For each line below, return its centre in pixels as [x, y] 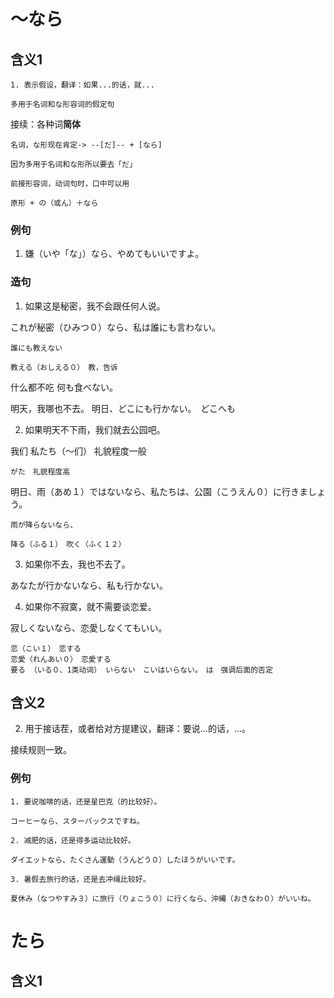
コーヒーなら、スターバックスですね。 [77, 821]
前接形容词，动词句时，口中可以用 [70, 184]
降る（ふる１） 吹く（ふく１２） [68, 544]
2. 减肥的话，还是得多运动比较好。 [73, 840]
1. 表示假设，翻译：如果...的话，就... [82, 85]
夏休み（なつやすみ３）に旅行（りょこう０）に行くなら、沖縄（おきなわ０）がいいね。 [163, 898]
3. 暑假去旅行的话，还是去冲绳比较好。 [80, 879]
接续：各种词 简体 [45, 124]
